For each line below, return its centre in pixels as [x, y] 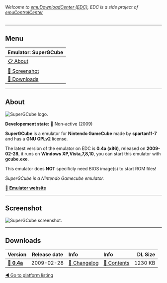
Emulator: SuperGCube [36, 52]
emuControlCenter [24, 12]
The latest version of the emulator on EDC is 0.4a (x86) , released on [75, 148]
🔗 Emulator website [26, 188]
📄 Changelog [83, 263]
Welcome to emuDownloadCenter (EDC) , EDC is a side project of [72, 7]
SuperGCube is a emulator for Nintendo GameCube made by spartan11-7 [81, 133]
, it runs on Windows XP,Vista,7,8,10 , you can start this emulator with [89, 153]
